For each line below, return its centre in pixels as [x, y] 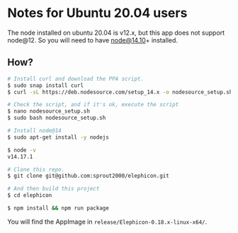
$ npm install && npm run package [58, 208]
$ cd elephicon [30, 195]
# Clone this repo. [36, 169]
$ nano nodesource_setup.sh [49, 111]
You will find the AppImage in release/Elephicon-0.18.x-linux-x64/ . [107, 222]
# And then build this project [53, 189]
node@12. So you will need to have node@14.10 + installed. [93, 40]
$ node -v [22, 150]
